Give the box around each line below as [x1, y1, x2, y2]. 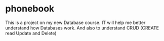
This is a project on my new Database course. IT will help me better [5, 19, 146, 25]
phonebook [5, 3, 55, 14]
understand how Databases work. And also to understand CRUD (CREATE [5, 24, 159, 30]
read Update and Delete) [5, 30, 57, 36]
